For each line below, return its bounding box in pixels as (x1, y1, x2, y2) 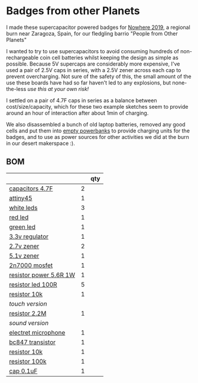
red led (9, 213, 29, 221)
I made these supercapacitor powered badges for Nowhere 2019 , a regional (6, 24, 190, 31)
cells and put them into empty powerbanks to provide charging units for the (6, 127, 190, 134)
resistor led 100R (9, 280, 57, 288)
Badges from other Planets (6, 4, 140, 18)
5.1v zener (9, 251, 40, 259)
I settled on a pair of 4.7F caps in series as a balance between (6, 96, 157, 104)
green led (9, 223, 35, 231)
